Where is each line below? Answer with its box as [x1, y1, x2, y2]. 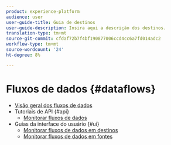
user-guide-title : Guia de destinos [6, 19, 95, 25]
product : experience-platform [6, 8, 80, 15]
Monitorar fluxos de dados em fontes [23, 133, 113, 140]
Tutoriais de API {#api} [14, 108, 69, 115]
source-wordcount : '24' [6, 47, 64, 53]
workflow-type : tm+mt [6, 42, 59, 47]
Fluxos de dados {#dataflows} [6, 82, 156, 95]
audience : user [6, 14, 43, 20]
